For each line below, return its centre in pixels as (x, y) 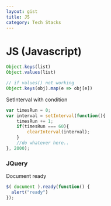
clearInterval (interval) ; (59, 132)
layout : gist (22, 11)
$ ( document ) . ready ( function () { (48, 187)
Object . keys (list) (28, 67)
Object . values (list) (31, 73)
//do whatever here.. (43, 143)
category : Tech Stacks (34, 22)
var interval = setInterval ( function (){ (56, 116)
